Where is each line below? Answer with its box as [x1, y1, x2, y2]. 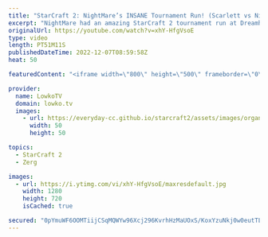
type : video [8, 33, 48, 42]
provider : [8, 84, 41, 92]
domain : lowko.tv [15, 99, 73, 107]
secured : [8, 216, 37, 224]
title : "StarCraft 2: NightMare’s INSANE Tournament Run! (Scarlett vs [8, 11, 251, 20]
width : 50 [29, 122, 62, 130]
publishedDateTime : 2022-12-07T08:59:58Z [8, 49, 148, 56]
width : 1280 [22, 188, 62, 196]
